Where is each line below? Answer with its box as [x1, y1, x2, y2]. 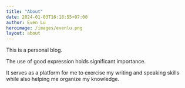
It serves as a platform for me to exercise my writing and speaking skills [6, 69, 180, 76]
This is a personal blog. [6, 46, 63, 53]
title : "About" [6, 8, 43, 15]
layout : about [6, 31, 41, 36]
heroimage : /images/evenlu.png [6, 25, 83, 31]
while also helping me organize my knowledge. [6, 76, 120, 83]
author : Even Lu [6, 19, 46, 25]
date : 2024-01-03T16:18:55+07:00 [6, 14, 88, 20]
